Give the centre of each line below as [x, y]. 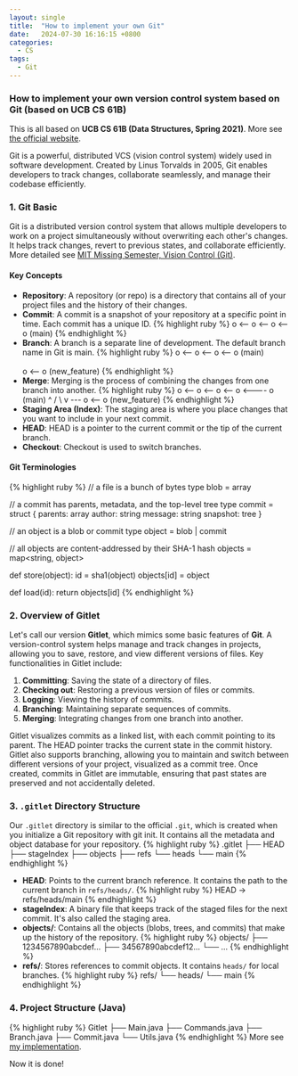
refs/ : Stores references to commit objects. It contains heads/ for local [150, 966]
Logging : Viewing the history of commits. [98, 700]
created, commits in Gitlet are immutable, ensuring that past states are [138, 774]
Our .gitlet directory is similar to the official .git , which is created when [144, 825]
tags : [19, 59]
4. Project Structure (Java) [68, 1008]
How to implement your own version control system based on [145, 98]
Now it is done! [37, 1064]
